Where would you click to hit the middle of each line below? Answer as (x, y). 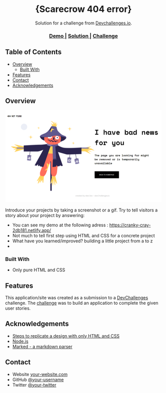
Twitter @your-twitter (34, 385)
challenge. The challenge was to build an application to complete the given (82, 303)
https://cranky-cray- (130, 225)
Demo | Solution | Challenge (83, 36)
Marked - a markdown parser (42, 346)
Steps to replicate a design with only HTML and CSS (66, 336)
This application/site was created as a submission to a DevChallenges (77, 297)
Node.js (20, 341)
